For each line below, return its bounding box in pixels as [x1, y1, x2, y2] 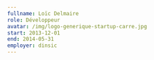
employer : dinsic [7, 42, 58, 49]
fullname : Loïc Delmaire [7, 10, 79, 17]
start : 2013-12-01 [7, 29, 60, 37]
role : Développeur [7, 17, 60, 23]
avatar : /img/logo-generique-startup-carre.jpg [7, 23, 148, 30]
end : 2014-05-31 [7, 36, 54, 43]
